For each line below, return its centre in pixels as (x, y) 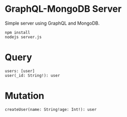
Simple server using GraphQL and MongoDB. (52, 23)
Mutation (25, 96)
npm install (17, 32)
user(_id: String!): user (32, 75)
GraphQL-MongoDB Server (63, 9)
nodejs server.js (23, 37)
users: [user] (20, 71)
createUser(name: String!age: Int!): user (51, 109)
